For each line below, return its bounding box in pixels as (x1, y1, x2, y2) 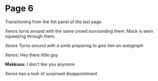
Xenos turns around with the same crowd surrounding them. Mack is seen (5, 28, 153, 34)
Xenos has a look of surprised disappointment (5, 70, 97, 76)
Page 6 (5, 3, 34, 14)
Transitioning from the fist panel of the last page (5, 19, 102, 25)
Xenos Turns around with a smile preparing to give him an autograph (5, 42, 143, 48)
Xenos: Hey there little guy (5, 52, 58, 58)
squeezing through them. (5, 33, 55, 39)
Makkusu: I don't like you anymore (5, 61, 75, 67)
